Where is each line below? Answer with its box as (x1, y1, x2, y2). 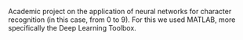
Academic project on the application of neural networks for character (8, 7, 232, 16)
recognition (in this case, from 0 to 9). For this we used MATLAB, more (8, 15, 236, 24)
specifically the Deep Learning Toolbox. (8, 24, 137, 32)
